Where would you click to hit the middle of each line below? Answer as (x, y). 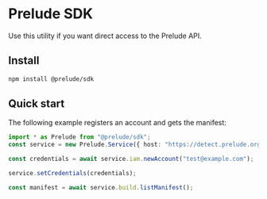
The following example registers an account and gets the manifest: (117, 123)
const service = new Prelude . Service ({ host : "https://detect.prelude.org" (136, 145)
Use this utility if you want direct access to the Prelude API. (105, 36)
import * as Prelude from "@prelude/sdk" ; (79, 137)
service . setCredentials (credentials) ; (72, 174)
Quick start (37, 104)
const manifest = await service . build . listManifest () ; (101, 187)
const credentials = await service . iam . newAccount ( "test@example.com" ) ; (131, 159)
